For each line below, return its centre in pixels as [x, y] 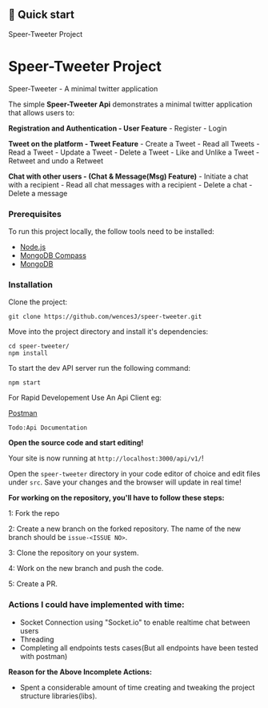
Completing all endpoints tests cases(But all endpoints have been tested [139, 648]
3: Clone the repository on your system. [74, 553]
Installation [31, 284]
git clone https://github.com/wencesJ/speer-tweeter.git [105, 317]
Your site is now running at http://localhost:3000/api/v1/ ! [106, 458]
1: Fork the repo [34, 513]
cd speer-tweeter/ [39, 346]
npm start [25, 383]
